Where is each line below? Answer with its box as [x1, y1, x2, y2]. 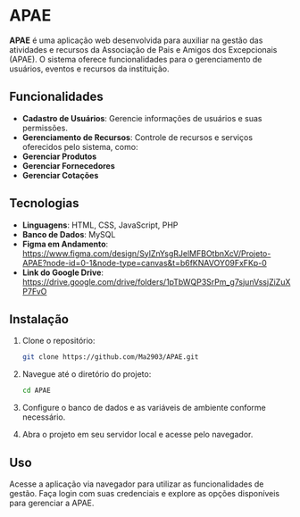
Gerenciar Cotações [21, 170, 99, 180]
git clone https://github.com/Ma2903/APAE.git [21, 353, 199, 362]
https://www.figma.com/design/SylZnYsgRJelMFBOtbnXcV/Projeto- [21, 247, 271, 259]
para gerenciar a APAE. [9, 497, 95, 508]
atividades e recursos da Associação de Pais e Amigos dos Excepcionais [9, 44, 278, 54]
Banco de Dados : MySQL [21, 229, 116, 239]
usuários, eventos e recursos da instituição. [9, 63, 170, 74]
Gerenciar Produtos [21, 151, 97, 162]
